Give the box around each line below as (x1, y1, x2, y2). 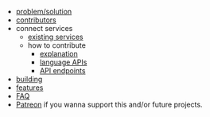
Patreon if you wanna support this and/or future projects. (15, 99, 203, 109)
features (15, 83, 44, 92)
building (15, 75, 43, 84)
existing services (27, 32, 84, 41)
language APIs (39, 57, 87, 67)
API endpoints (39, 66, 86, 75)
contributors (15, 15, 57, 25)
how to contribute (27, 41, 86, 50)
